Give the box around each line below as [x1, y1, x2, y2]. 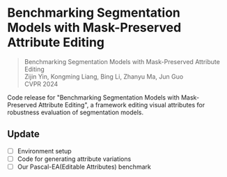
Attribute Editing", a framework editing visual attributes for [38, 100, 205, 109]
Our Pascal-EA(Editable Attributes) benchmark [17, 162, 151, 171]
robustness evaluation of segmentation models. [7, 108, 144, 116]
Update [7, 128, 40, 140]
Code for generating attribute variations [17, 155, 132, 163]
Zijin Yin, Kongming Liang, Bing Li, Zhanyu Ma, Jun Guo [24, 72, 184, 81]
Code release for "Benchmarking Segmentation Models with [7, 93, 180, 102]
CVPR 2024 [24, 79, 58, 88]
